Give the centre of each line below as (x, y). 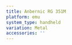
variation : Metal (27, 28)
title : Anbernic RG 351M (36, 11)
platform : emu (23, 17)
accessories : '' (26, 33)
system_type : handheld (33, 22)
